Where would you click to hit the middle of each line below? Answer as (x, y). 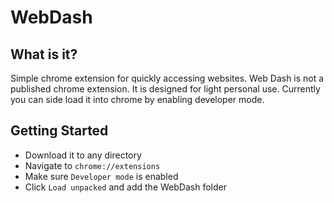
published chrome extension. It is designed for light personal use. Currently (165, 89)
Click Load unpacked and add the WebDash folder (125, 187)
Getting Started (59, 131)
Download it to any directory (83, 155)
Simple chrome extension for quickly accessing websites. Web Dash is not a (167, 78)
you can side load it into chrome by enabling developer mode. (137, 99)
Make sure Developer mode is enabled (101, 176)
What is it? (44, 54)
